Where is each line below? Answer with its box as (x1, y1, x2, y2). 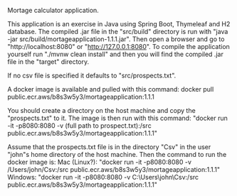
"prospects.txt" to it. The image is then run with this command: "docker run (7, 114, 228, 122)
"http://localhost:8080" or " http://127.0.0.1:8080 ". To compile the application (7, 43, 230, 50)
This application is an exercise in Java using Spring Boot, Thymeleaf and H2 (7, 20, 231, 28)
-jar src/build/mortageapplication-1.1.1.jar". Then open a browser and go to (7, 35, 225, 43)
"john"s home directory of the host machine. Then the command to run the (7, 151, 227, 158)
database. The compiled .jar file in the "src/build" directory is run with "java (7, 28, 228, 36)
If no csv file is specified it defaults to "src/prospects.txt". (7, 71, 177, 80)
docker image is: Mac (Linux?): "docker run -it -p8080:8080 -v (7, 158, 192, 166)
